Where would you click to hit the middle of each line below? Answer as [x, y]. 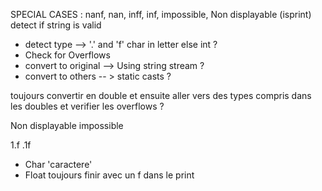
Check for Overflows [67, 55]
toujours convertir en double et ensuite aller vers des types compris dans [161, 95]
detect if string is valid [56, 25]
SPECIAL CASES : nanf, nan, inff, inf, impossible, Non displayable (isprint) [161, 14]
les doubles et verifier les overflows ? [87, 106]
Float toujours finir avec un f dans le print [109, 175]
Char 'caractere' [58, 164]
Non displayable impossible [67, 125]
